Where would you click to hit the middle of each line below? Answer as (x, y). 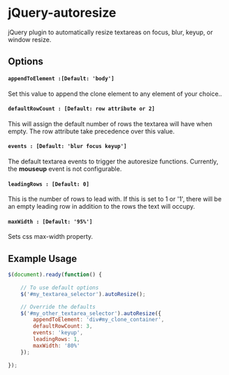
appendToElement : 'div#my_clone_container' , (99, 320)
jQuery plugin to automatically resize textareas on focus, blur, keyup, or (111, 32)
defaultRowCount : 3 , (63, 326)
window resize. (30, 39)
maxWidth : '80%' (57, 346)
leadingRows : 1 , (57, 339)
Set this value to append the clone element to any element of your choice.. (115, 94)
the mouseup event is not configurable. (65, 168)
